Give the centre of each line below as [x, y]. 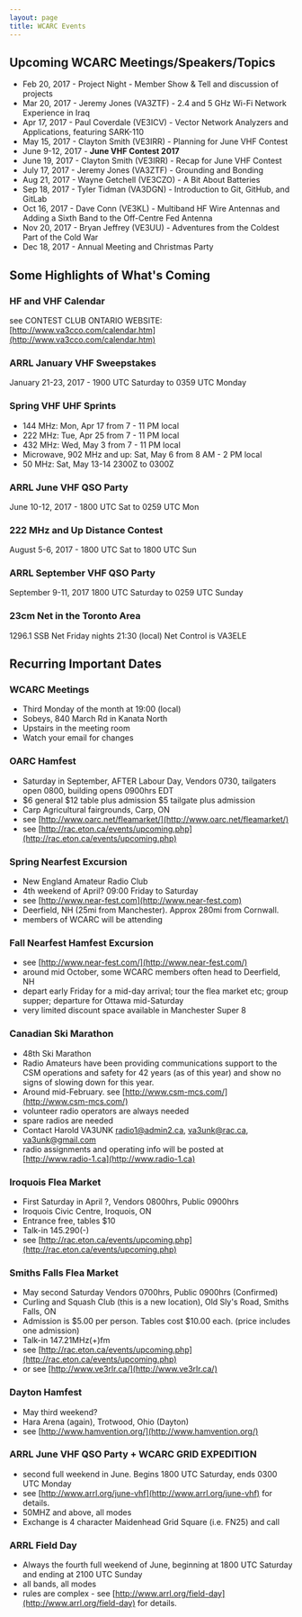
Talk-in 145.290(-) [56, 1230]
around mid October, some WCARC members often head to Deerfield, [151, 972]
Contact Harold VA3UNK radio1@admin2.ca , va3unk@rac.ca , [135, 1130]
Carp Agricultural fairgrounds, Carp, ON [96, 809]
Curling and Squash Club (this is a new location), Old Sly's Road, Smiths [155, 1302]
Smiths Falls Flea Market [64, 1273]
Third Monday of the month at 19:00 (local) [102, 709]
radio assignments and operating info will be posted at [123, 1149]
